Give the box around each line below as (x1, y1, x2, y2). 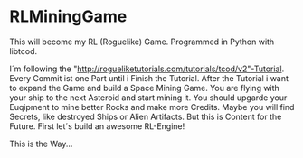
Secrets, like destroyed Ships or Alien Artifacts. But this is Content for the (9, 111, 282, 122)
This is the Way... (9, 138, 73, 149)
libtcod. (9, 45, 38, 56)
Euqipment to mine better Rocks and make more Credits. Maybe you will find (9, 101, 295, 112)
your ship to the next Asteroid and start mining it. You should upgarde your (9, 92, 288, 103)
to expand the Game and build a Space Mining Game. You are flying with (9, 82, 280, 93)
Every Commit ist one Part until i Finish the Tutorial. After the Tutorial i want (9, 72, 289, 83)
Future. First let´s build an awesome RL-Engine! (9, 120, 185, 132)
